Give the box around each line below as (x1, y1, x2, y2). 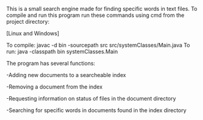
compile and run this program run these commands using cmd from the (6, 12, 185, 19)
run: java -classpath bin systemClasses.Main (6, 48, 118, 55)
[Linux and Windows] (6, 30, 59, 37)
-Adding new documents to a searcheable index (6, 72, 126, 78)
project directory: (6, 18, 50, 25)
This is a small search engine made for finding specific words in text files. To (6, 5, 198, 12)
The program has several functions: (6, 60, 96, 67)
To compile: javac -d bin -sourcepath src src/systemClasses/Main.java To (6, 42, 190, 48)
